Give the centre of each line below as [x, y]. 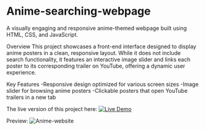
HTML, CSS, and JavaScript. [42, 34]
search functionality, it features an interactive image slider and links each [99, 59]
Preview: [17, 121]
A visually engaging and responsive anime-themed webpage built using [97, 28]
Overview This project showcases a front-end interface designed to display [102, 46]
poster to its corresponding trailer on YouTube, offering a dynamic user [96, 66]
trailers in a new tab [31, 97]
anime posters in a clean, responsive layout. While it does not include [94, 52]
